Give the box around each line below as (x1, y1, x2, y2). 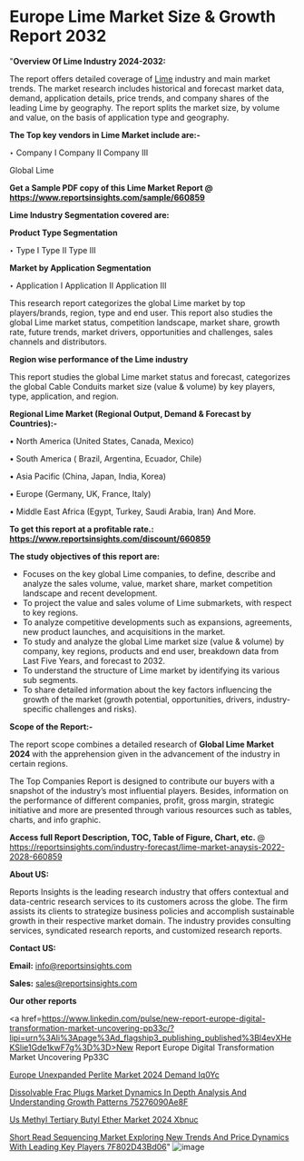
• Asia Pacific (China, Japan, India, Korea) (9, 471, 166, 481)
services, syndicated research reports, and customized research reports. (9, 925, 283, 936)
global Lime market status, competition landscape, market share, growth (9, 316, 280, 328)
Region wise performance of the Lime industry (9, 353, 189, 364)
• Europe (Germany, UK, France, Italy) (9, 488, 152, 499)
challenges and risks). (54, 703, 138, 714)
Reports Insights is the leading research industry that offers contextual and (9, 886, 289, 897)
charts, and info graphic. (9, 814, 102, 825)
